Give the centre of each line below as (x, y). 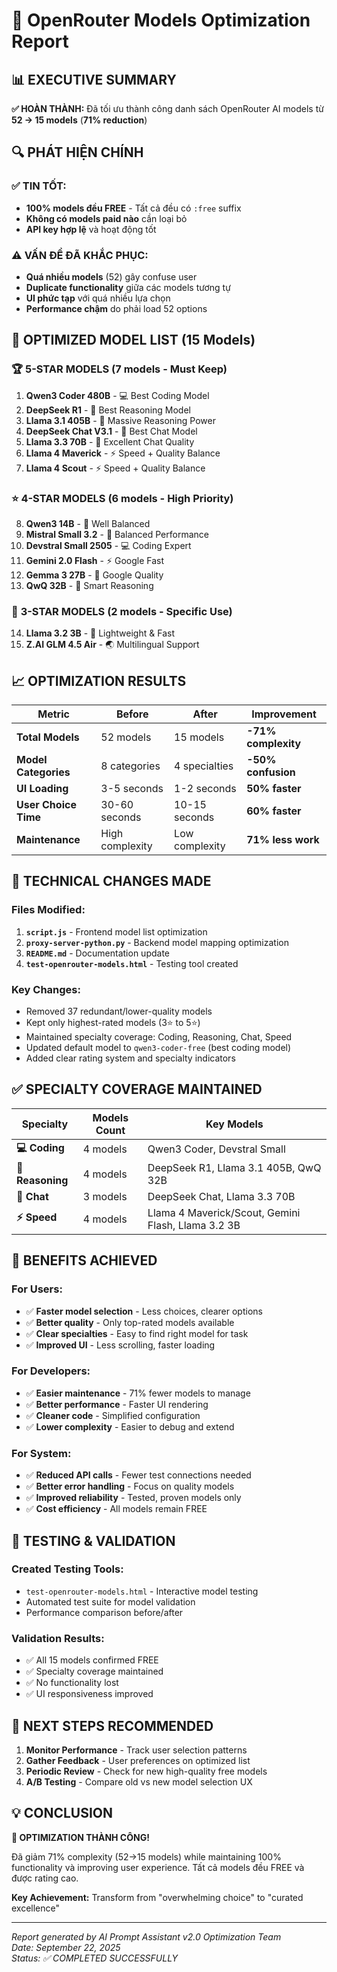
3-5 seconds (132, 789)
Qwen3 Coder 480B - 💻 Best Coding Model (117, 395)
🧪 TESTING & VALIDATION (93, 1540)
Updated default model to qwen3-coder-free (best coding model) (158, 1048)
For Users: (37, 1289)
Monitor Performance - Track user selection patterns (136, 1750)
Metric (53, 714)
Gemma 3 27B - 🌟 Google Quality (94, 575)
